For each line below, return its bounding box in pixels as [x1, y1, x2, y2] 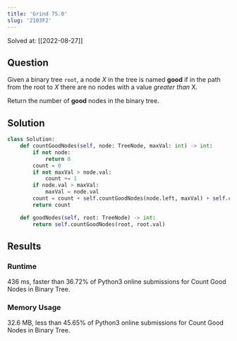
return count [32, 201, 71, 208]
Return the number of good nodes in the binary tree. [7, 97, 160, 105]
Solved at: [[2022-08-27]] [7, 36, 83, 44]
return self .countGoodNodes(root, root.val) [32, 220, 166, 228]
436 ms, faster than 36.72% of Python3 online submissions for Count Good [7, 277, 227, 286]
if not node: [32, 149, 71, 156]
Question [7, 56, 49, 68]
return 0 [44, 155, 71, 162]
